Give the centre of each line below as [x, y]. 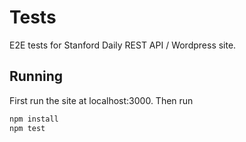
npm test [27, 128]
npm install [34, 119]
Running [36, 76]
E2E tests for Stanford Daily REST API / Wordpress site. [123, 45]
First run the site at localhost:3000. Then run [101, 100]
